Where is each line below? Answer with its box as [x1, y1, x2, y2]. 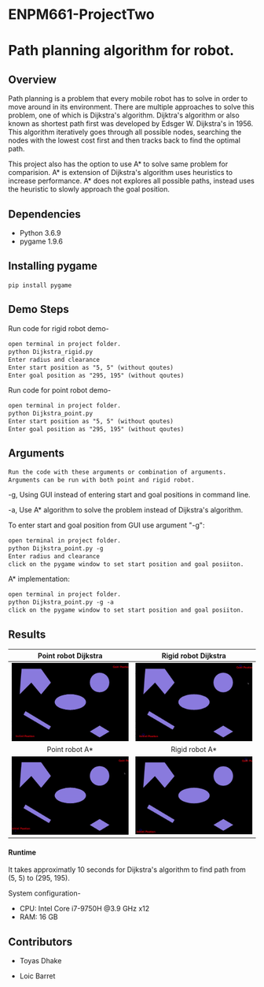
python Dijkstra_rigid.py [8, 348, 93, 356]
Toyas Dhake [19, 956, 62, 966]
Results [8, 628, 46, 641]
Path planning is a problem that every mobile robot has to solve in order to [8, 94, 248, 103]
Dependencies [8, 207, 81, 221]
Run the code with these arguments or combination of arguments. [8, 468, 226, 476]
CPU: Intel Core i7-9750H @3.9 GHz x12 [19, 904, 150, 914]
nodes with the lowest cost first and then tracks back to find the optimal [8, 136, 241, 145]
